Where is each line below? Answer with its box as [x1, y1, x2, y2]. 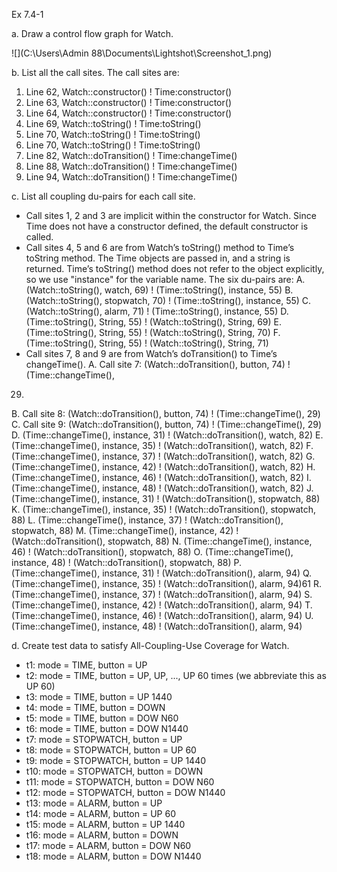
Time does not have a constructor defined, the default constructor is [25, 220, 309, 232]
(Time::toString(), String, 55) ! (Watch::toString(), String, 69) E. [25, 316, 282, 328]
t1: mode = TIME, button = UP [25, 659, 148, 671]
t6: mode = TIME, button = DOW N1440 [25, 723, 189, 734]
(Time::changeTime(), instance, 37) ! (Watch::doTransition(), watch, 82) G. [11, 450, 316, 462]
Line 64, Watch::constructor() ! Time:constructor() [25, 107, 233, 119]
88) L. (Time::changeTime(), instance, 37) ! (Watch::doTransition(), [11, 514, 284, 526]
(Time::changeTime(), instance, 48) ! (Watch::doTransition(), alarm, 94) [11, 620, 303, 632]
